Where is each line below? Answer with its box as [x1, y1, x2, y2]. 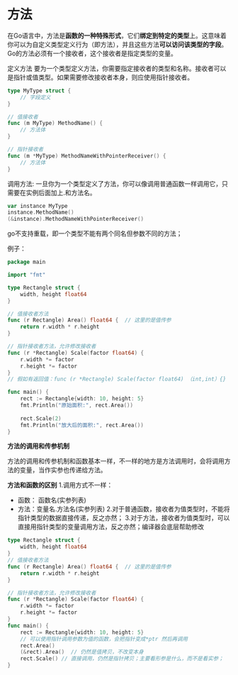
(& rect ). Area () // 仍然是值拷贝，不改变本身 [20, 649, 144, 656]
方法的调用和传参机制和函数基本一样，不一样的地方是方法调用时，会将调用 [7, 457, 225, 466]
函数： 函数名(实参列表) [17, 496, 86, 505]
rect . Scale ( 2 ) [20, 415, 62, 422]
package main [7, 258, 46, 266]
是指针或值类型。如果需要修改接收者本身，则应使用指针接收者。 [7, 72, 193, 82]
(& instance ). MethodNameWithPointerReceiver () [7, 216, 144, 223]
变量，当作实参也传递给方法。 [19, 466, 107, 474]
